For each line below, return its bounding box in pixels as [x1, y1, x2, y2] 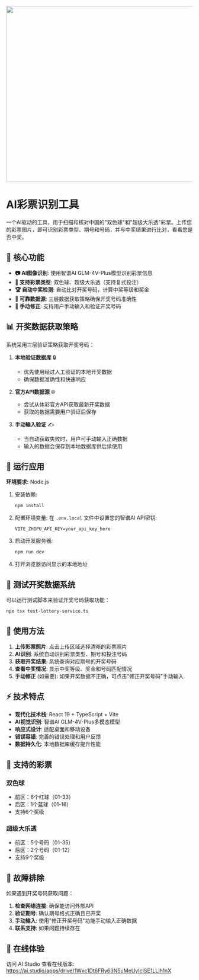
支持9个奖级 [14, 854, 44, 861]
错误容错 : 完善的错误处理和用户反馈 [14, 733, 101, 740]
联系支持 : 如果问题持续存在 [14, 924, 81, 932]
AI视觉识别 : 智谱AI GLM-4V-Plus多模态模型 [14, 718, 120, 725]
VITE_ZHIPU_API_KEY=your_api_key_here [14, 526, 111, 532]
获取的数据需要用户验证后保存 [23, 408, 97, 415]
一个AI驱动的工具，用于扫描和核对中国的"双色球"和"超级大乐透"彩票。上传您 [6, 219, 192, 226]
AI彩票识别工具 [6, 198, 79, 212]
